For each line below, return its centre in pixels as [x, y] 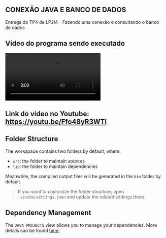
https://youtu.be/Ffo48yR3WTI [56, 122]
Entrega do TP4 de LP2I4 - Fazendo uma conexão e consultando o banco [82, 22]
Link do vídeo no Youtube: [47, 114]
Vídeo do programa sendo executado [65, 43]
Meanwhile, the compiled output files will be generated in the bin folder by [83, 176]
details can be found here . [33, 230]
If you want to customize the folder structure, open [71, 191]
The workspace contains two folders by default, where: [63, 151]
